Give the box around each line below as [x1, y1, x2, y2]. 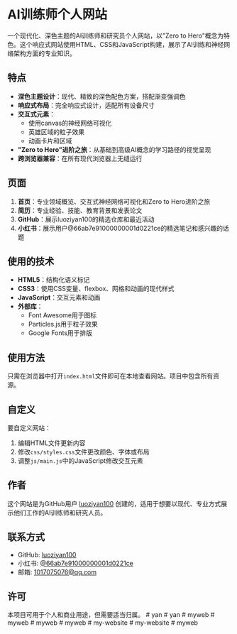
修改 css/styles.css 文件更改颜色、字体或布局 [17, 448, 150, 456]
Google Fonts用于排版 [28, 329, 93, 337]
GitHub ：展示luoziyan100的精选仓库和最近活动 [17, 214, 155, 224]
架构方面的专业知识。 [13, 49, 76, 58]
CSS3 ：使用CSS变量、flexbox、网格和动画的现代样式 [17, 285, 175, 293]
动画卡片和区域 [28, 136, 72, 145]
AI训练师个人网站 [7, 6, 108, 23]
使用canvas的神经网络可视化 [28, 119, 112, 127]
